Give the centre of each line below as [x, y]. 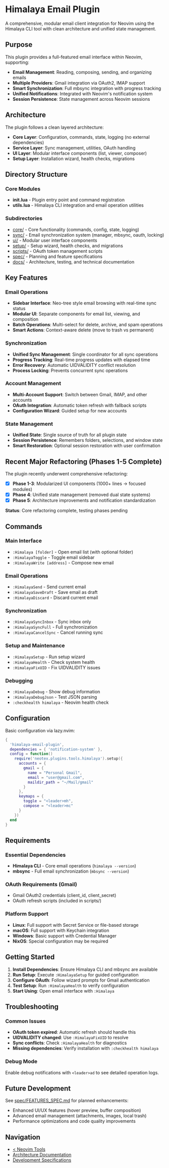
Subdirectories [24, 218]
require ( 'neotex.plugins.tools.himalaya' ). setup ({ [69, 759]
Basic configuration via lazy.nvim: [40, 730]
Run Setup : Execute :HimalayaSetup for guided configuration [75, 974]
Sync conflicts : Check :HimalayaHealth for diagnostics [70, 1043]
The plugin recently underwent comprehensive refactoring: [67, 474]
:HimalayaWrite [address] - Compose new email [63, 562]
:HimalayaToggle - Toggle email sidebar [53, 557]
